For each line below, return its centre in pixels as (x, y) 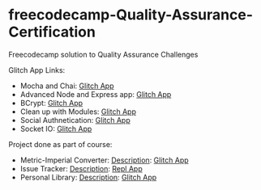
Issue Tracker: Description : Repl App (81, 168)
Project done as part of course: (60, 144)
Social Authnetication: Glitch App (75, 120)
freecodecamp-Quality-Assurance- (131, 15)
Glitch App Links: (37, 70)
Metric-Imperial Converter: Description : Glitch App (104, 160)
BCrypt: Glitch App (51, 103)
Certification (52, 32)
